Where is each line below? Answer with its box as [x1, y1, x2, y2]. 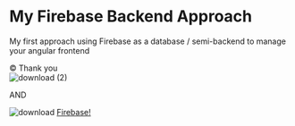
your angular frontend [9, 45, 90, 55]
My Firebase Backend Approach [9, 6, 253, 27]
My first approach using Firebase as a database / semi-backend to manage [9, 36, 286, 46]
